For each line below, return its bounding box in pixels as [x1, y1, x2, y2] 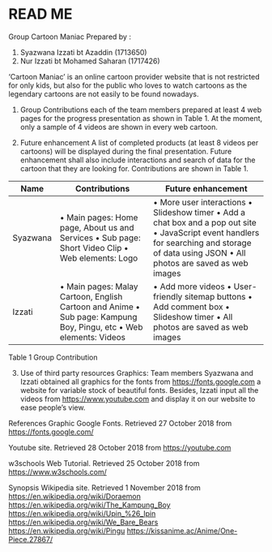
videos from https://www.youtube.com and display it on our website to [19, 394, 256, 403]
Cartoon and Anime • [59, 301, 141, 313]
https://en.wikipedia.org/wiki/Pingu [8, 525, 125, 536]
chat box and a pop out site [153, 217, 257, 228]
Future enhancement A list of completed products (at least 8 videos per [19, 137, 259, 147]
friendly [153, 291, 183, 302]
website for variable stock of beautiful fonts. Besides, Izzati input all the [19, 385, 259, 395]
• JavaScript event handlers [153, 226, 260, 238]
